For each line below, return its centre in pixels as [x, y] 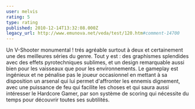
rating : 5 [18, 17]
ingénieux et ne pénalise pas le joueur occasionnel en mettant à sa [87, 75]
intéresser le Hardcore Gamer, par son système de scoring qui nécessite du [97, 94]
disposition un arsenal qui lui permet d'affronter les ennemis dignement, [93, 81]
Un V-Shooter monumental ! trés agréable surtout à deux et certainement [95, 50]
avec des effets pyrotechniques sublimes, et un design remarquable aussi [95, 63]
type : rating [22, 22]
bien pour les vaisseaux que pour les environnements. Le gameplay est [92, 69]
